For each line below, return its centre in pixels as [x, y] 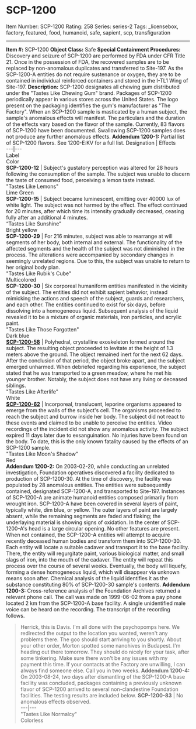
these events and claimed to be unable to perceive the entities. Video [89, 423]
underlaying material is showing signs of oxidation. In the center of [86, 522]
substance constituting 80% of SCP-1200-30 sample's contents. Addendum [98, 584]
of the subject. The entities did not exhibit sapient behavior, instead [87, 292]
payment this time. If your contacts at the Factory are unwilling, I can [103, 664]
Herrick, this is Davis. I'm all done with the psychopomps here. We [100, 627]
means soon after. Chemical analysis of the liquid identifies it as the [87, 578]
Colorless [32, 720]
